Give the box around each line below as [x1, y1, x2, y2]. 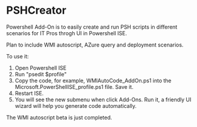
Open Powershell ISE [14, 64, 67, 72]
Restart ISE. [14, 89, 44, 97]
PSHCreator [6, 4, 67, 17]
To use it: [6, 52, 29, 60]
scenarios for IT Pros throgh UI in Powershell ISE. [6, 29, 127, 36]
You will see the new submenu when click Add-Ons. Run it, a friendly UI [14, 96, 192, 103]
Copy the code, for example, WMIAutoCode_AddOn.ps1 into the [14, 77, 172, 84]
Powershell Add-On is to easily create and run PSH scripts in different [6, 23, 178, 30]
